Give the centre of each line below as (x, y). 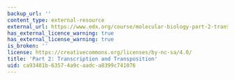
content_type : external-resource (56, 20)
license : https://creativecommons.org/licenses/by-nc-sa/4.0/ (100, 53)
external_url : (28, 26)
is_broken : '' (28, 46)
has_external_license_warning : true (60, 40)
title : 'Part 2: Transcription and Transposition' (83, 59)
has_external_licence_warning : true (60, 33)
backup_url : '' (29, 14)
